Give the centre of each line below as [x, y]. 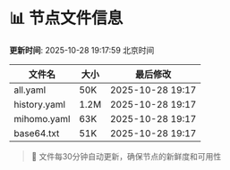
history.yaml [39, 104]
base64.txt [37, 133]
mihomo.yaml [42, 118]
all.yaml [30, 90]
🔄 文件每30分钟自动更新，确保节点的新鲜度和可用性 [126, 156]
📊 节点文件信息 [66, 18]
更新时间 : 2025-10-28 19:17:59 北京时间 [82, 50]
